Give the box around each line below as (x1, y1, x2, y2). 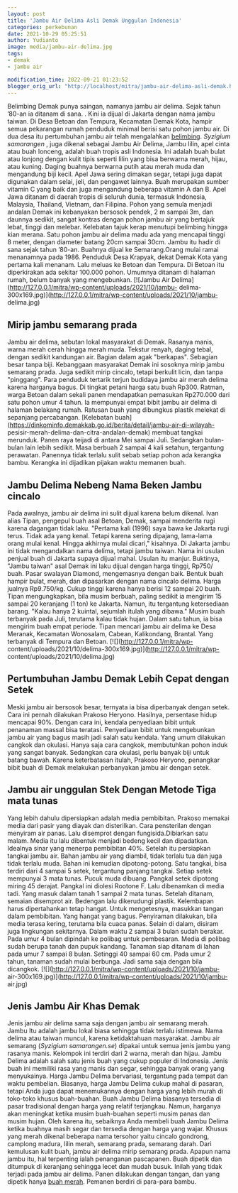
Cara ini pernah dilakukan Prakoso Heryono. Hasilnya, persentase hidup (7, 710, 217, 719)
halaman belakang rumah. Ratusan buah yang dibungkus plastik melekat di (7, 405, 226, 414)
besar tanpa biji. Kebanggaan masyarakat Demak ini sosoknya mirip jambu (7, 360, 225, 369)
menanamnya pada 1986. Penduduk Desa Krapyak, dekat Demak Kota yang (7, 253, 228, 261)
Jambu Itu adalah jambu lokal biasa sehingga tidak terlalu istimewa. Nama (7, 1027, 223, 1035)
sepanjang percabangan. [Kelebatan (7, 413, 113, 422)
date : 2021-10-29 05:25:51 (7, 30, 87, 38)
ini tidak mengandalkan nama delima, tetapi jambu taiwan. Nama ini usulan (7, 547, 225, 555)
